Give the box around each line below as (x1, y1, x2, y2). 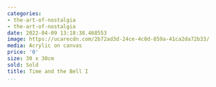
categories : (7, 10, 42, 17)
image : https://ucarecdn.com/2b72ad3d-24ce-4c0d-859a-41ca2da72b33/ (7, 36, 210, 43)
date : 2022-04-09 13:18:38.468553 (7, 29, 108, 37)
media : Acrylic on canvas (7, 42, 82, 49)
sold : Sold (7, 61, 39, 68)
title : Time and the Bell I (7, 68, 89, 75)
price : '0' (7, 49, 39, 56)
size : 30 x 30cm (7, 55, 54, 62)
